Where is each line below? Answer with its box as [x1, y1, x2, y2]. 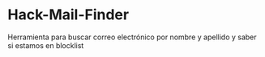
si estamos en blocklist [7, 40, 84, 50]
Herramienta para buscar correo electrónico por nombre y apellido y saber [7, 32, 257, 42]
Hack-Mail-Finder [7, 6, 130, 24]
